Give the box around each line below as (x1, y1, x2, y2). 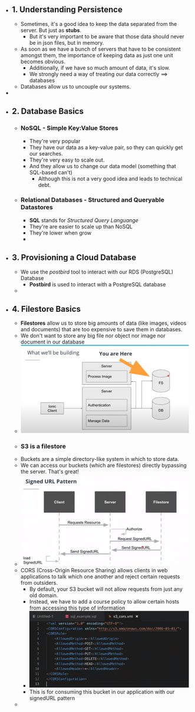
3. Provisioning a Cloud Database (11, 253, 137, 263)
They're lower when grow (29, 229, 92, 236)
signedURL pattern (29, 694, 75, 701)
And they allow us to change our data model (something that (29, 162, 177, 170)
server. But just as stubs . (20, 27, 81, 34)
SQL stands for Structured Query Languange (29, 216, 138, 223)
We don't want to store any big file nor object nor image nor (20, 332, 166, 339)
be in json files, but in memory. (29, 39, 104, 46)
